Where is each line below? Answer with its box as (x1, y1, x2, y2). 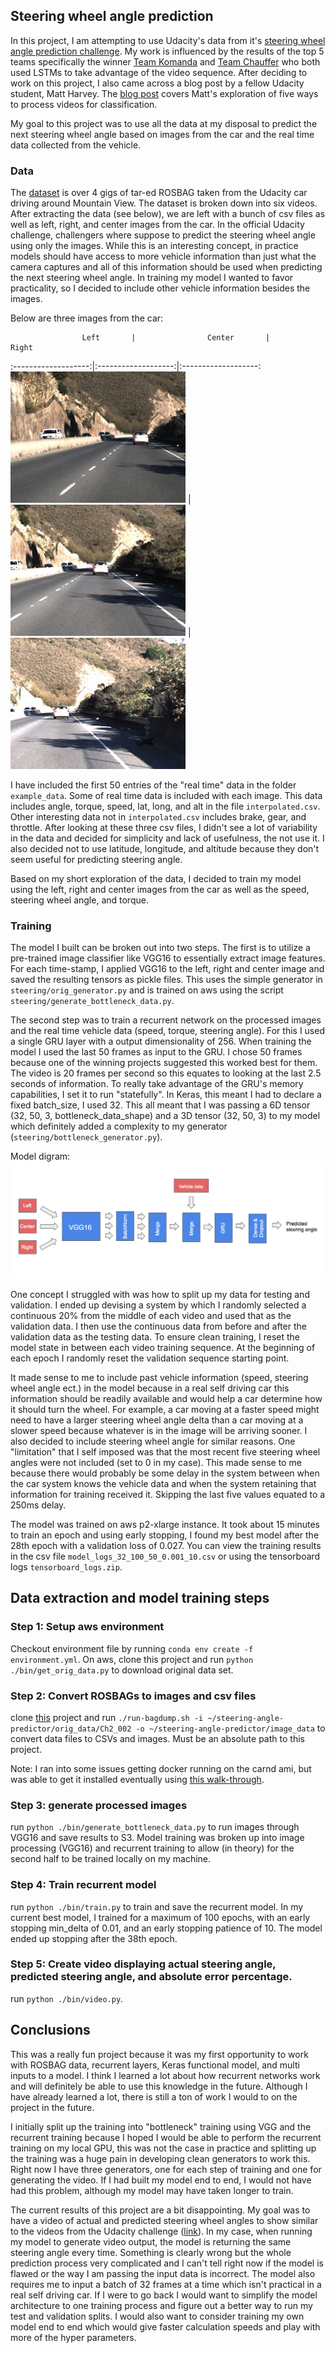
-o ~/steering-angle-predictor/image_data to (135, 1722, 326, 1734)
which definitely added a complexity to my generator (10, 1120, 228, 1133)
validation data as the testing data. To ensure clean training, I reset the (10, 1330, 301, 1343)
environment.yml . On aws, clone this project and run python (10, 1653, 254, 1665)
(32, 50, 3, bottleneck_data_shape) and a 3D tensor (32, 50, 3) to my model (10, 1110, 321, 1122)
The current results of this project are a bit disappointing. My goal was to (10, 2204, 311, 2216)
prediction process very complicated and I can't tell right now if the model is (10, 2257, 324, 2269)
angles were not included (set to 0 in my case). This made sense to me (10, 1456, 302, 1468)
